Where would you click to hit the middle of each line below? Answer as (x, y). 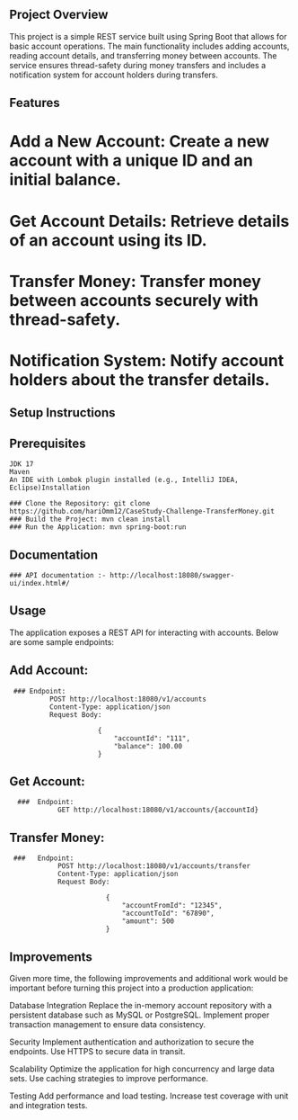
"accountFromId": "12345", (172, 906)
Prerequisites (48, 443)
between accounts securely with (134, 300)
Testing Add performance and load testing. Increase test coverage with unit (149, 1096)
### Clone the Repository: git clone (80, 504)
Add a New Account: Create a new (139, 142)
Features (35, 103)
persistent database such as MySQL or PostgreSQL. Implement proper (140, 1015)
